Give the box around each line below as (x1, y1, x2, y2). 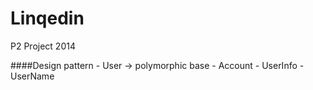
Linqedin (10, 7, 85, 30)
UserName (10, 70, 55, 82)
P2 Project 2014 (10, 40, 76, 52)
